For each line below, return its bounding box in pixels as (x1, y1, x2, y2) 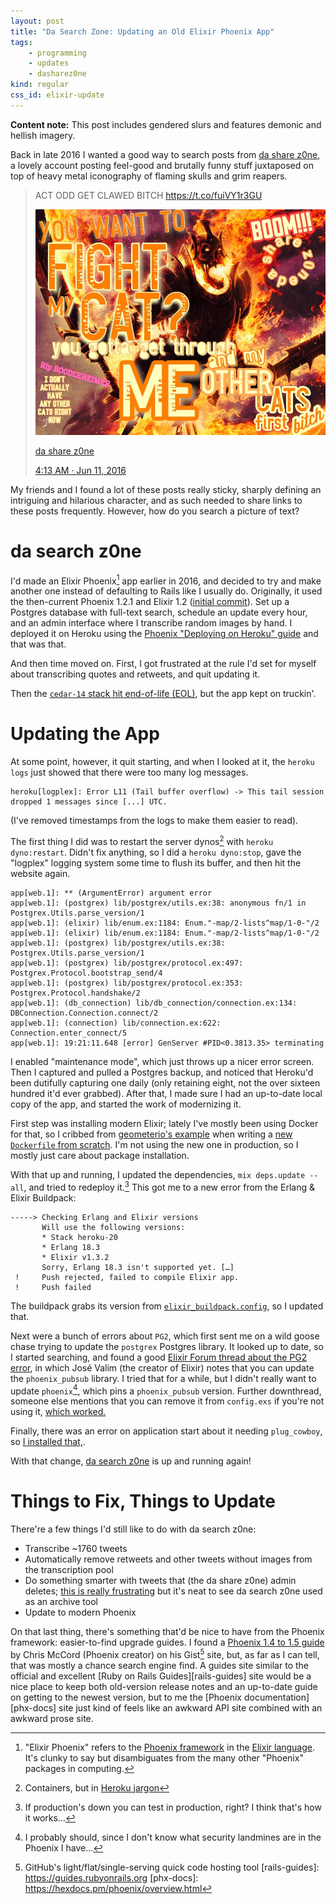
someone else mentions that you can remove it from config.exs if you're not (10, 1395, 325, 1407)
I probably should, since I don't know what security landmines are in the (24, 1831, 322, 1843)
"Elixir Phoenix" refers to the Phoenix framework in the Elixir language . (24, 1741, 316, 1753)
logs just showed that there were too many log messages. (10, 766, 249, 779)
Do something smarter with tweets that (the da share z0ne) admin (24, 1575, 297, 1587)
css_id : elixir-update (10, 90, 105, 100)
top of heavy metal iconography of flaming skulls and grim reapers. (10, 170, 288, 182)
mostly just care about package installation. (10, 1149, 190, 1161)
